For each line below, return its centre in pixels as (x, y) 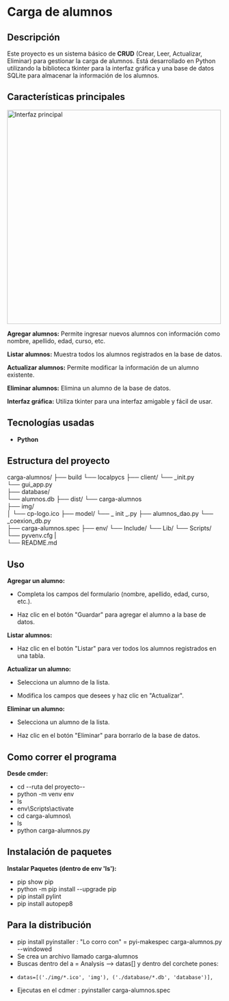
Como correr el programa (62, 757)
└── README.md (32, 543)
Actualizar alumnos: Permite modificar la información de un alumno (103, 367)
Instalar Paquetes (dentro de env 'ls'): (62, 868)
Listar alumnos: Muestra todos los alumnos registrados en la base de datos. (114, 354)
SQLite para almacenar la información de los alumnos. (83, 75)
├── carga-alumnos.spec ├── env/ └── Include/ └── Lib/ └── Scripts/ (109, 528)
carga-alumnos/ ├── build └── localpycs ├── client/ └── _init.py (101, 478)
